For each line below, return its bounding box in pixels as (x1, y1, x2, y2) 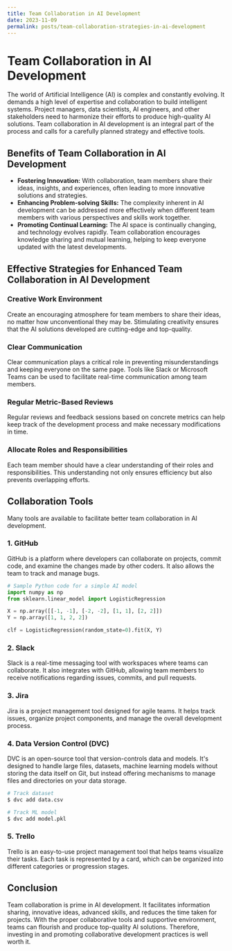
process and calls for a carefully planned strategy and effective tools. (7, 127, 206, 136)
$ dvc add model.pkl (7, 815, 67, 822)
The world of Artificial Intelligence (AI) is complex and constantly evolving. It (7, 91, 225, 99)
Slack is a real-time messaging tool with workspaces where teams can (7, 659, 208, 667)
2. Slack (7, 643, 35, 652)
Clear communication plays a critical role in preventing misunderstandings (7, 358, 219, 366)
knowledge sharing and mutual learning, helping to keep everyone (17, 235, 206, 244)
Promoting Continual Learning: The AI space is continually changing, (17, 221, 217, 229)
